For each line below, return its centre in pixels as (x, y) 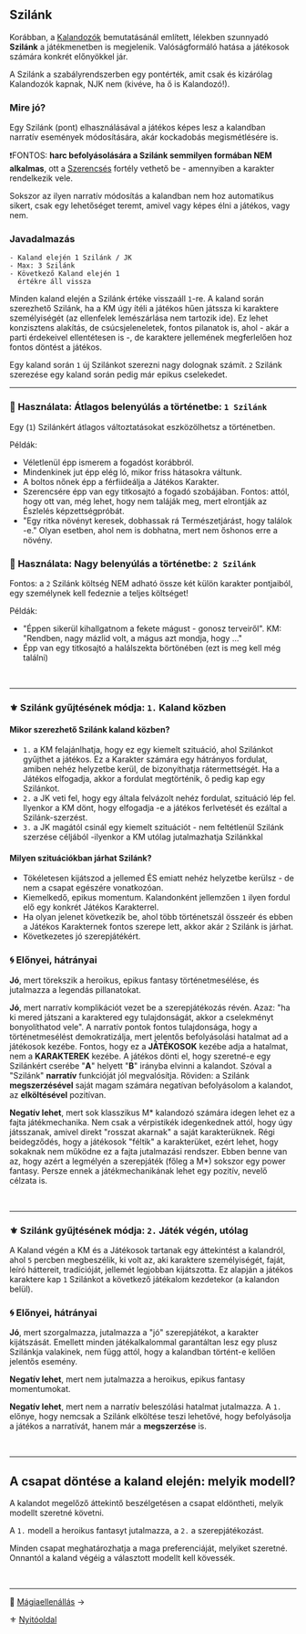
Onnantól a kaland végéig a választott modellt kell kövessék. (122, 1558)
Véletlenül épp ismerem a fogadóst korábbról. (108, 462)
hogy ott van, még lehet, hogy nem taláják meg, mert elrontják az (144, 501)
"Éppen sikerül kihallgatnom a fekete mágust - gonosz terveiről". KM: (152, 628)
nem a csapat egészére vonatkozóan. (93, 888)
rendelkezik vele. (41, 178)
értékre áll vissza (55, 282)
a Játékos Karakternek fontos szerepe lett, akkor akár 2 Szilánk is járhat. (158, 927)
